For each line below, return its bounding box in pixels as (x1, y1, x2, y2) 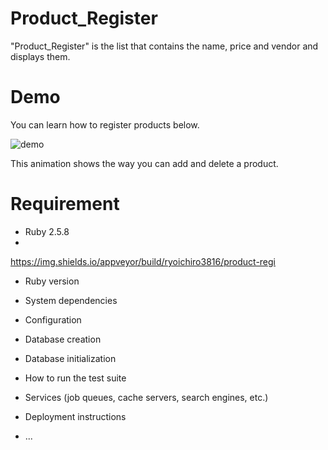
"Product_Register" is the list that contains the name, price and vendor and (10, 40, 319, 52)
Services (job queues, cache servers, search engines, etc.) (24, 391, 269, 403)
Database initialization (24, 352, 117, 364)
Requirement (10, 193, 120, 216)
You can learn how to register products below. (10, 118, 200, 131)
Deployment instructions (24, 410, 127, 422)
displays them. (10, 50, 71, 62)
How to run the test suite (24, 372, 127, 384)
